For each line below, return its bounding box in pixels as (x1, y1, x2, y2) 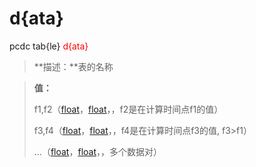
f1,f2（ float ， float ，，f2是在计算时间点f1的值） (33, 103, 224, 115)
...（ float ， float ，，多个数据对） (33, 145, 162, 157)
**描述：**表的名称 (33, 60, 114, 72)
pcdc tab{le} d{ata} (9, 40, 89, 52)
